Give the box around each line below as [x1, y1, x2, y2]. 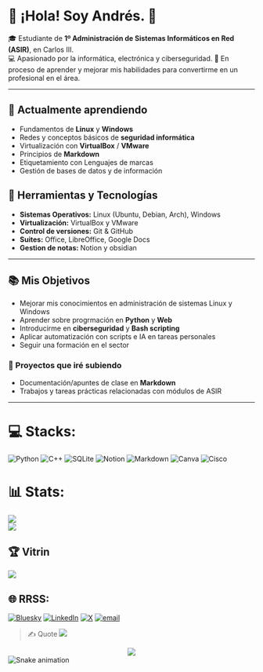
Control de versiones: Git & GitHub [19, 226, 134, 236]
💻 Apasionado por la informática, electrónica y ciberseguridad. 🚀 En [8, 53, 229, 63]
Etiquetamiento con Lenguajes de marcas [19, 157, 154, 167]
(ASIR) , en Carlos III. [8, 45, 74, 54]
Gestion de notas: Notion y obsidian [19, 243, 137, 252]
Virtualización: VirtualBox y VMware [19, 217, 139, 227]
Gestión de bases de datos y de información [19, 166, 163, 175]
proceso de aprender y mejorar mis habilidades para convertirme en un [8, 64, 239, 74]
